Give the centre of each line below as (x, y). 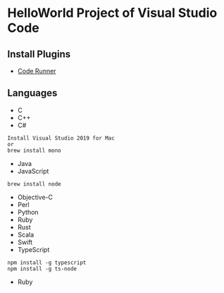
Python (28, 212)
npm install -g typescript (47, 263)
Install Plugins (39, 54)
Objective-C (35, 197)
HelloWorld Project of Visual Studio (112, 13)
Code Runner (37, 71)
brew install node (34, 184)
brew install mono (34, 150)
